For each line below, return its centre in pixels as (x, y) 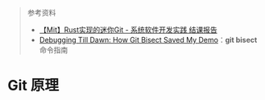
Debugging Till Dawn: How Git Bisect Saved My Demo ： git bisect (148, 40)
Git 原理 (33, 86)
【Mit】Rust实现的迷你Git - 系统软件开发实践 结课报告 (128, 30)
